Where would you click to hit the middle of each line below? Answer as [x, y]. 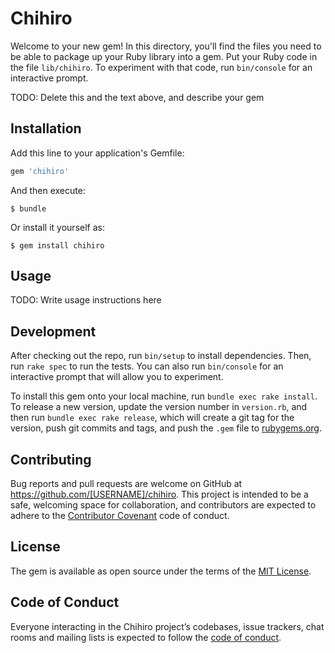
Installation [46, 128]
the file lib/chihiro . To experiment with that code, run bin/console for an [161, 67]
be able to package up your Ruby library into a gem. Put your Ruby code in [164, 56]
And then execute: [48, 190]
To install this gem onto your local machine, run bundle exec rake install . [164, 396]
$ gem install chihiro [57, 245]
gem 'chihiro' [40, 171]
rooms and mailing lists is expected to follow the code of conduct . [146, 637]
